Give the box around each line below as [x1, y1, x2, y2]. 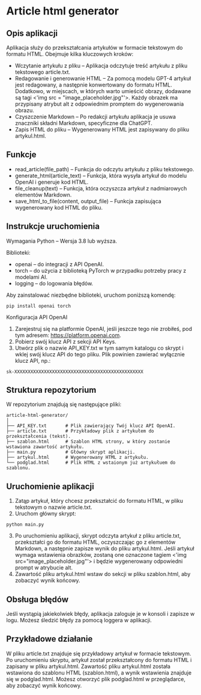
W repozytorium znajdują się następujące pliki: [6, 401, 122, 408]
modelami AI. [14, 273, 48, 281]
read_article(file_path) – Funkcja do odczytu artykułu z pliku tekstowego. [14, 165, 194, 172]
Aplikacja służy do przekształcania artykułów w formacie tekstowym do [6, 44, 183, 51]
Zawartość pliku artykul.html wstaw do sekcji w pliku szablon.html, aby [14, 571, 191, 578]
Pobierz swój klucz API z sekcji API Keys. [14, 338, 117, 345]
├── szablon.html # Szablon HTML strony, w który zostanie [6, 439, 170, 445]
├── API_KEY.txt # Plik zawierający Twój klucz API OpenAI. [6, 423, 176, 429]
